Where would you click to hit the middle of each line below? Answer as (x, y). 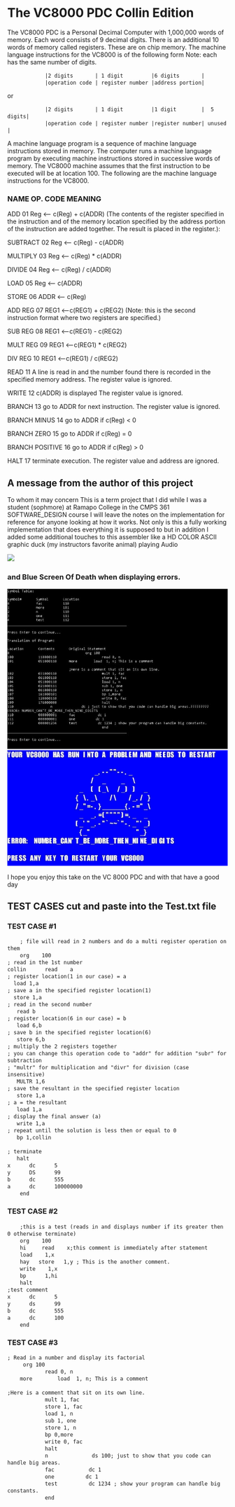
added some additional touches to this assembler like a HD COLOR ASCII (112, 537)
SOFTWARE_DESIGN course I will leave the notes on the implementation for (116, 515)
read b (26, 1012)
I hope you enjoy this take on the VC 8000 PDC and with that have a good (113, 877)
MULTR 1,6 (31, 1082)
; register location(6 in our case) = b (67, 1019)
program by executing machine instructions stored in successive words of (114, 158)
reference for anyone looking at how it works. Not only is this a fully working (117, 522)
